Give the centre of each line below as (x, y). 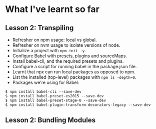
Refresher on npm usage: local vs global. (54, 40)
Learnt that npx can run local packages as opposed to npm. (74, 72)
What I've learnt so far (52, 9)
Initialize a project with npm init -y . (49, 50)
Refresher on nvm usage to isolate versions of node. (66, 45)
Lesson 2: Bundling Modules (50, 120)
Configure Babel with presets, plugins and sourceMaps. (70, 56)
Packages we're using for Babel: (46, 82)
